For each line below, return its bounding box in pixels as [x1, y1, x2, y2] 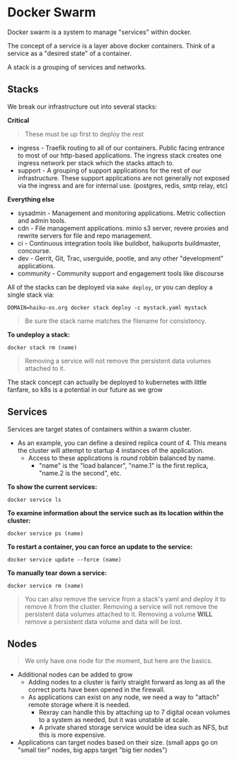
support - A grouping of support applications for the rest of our [17, 166, 202, 175]
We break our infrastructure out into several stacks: [7, 102, 158, 111]
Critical [7, 116, 30, 124]
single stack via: [7, 290, 54, 299]
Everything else [7, 195, 55, 203]
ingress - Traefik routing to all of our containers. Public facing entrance [17, 143, 225, 152]
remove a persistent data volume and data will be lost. [24, 617, 183, 625]
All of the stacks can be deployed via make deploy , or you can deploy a [7, 283, 213, 291]
